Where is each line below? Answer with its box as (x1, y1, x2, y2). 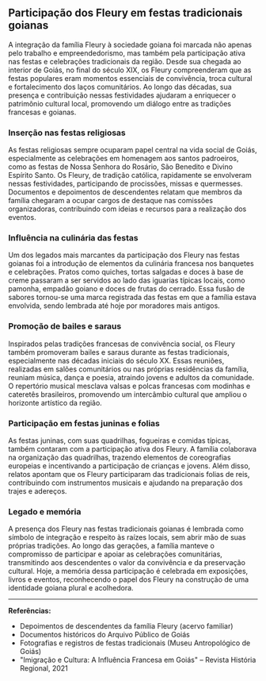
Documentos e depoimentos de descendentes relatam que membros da (8, 187, 243, 197)
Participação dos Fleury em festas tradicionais (8, 6, 243, 20)
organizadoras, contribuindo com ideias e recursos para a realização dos (8, 204, 247, 214)
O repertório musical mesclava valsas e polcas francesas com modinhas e (8, 381, 251, 391)
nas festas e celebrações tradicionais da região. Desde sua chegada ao (8, 56, 241, 66)
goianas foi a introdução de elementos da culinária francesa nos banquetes (8, 259, 255, 268)
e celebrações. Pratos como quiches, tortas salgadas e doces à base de (8, 267, 244, 277)
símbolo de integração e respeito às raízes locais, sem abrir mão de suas (8, 533, 246, 542)
